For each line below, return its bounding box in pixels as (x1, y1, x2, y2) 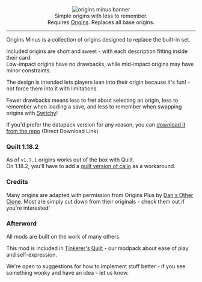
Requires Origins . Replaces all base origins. (47, 19, 155, 26)
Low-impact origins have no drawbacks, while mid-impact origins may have (6, 60, 194, 67)
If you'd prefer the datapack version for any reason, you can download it (6, 121, 186, 128)
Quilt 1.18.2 (6, 142, 39, 151)
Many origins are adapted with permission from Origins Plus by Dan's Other (6, 191, 194, 198)
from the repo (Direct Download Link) (6, 128, 99, 134)
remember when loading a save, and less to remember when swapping (6, 103, 182, 110)
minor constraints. (6, 67, 51, 74)
